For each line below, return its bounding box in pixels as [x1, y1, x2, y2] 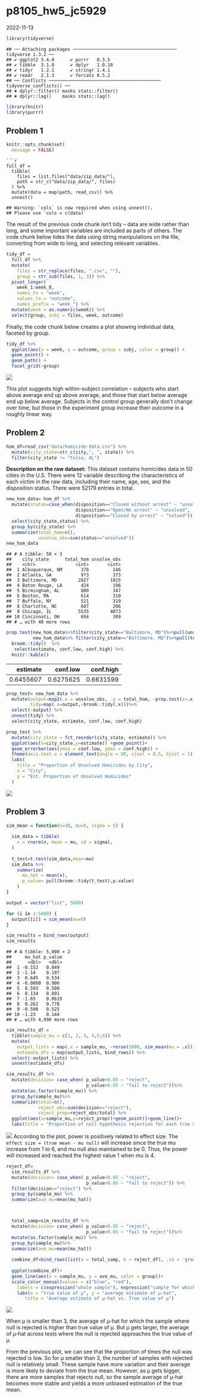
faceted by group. [6, 330, 51, 337]
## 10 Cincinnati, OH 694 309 [6, 614, 121, 620]
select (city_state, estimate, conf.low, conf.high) [11, 718, 143, 725]
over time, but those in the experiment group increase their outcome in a [6, 404, 184, 411]
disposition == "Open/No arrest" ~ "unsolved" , [75, 507, 190, 513]
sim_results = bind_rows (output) [6, 932, 89, 938]
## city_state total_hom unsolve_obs [6, 556, 121, 562]
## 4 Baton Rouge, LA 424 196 [6, 583, 121, 589]
